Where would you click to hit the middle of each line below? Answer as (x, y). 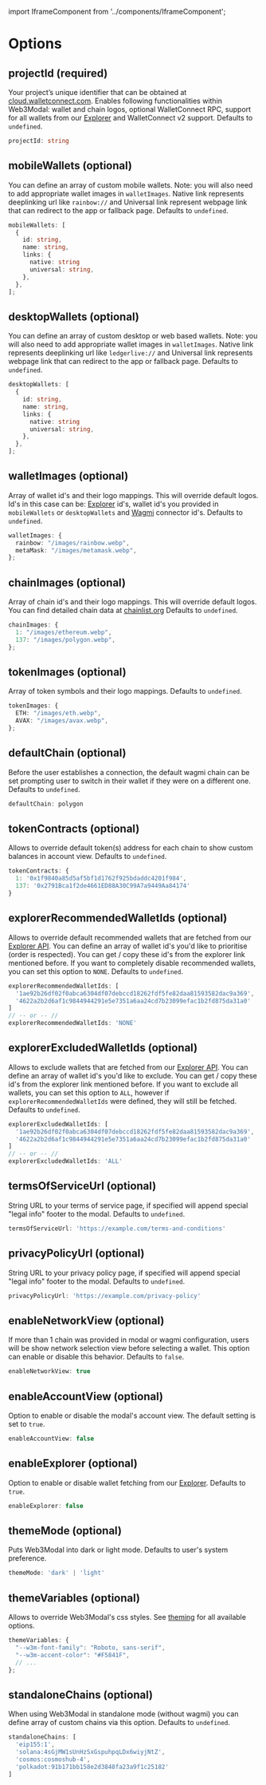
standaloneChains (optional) (81, 1694)
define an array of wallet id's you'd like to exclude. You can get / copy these (133, 1075)
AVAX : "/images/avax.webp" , (62, 721)
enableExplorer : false (46, 1506)
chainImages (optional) (67, 582)
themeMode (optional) (65, 1531)
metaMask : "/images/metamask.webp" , (76, 550)
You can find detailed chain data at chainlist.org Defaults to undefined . (123, 611)
